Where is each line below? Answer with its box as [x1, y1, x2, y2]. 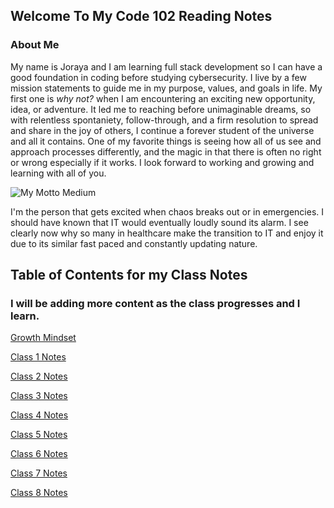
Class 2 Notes [10, 370, 68, 383]
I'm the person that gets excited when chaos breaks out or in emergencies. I [10, 205, 325, 218]
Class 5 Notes [10, 429, 68, 441]
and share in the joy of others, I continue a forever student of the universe [10, 124, 315, 136]
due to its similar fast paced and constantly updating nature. [10, 237, 258, 249]
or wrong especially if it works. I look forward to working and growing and [10, 156, 315, 168]
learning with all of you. [10, 167, 107, 179]
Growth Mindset [10, 332, 77, 344]
